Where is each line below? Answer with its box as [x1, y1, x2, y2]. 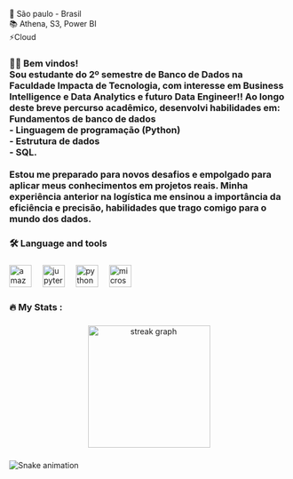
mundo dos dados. [9, 212, 91, 225]
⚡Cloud [9, 32, 36, 42]
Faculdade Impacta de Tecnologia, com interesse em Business [9, 79, 284, 92]
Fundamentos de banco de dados [9, 112, 156, 124]
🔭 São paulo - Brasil [9, 9, 82, 19]
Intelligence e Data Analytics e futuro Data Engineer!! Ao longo [9, 90, 285, 102]
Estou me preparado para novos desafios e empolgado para [9, 168, 273, 180]
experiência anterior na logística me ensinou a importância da [9, 190, 281, 203]
